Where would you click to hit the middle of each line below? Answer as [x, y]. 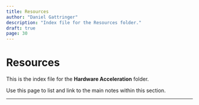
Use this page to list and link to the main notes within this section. [86, 91]
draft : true [21, 28]
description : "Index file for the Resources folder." [74, 22]
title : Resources [28, 12]
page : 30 [17, 34]
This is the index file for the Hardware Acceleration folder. [78, 79]
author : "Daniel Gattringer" [42, 17]
